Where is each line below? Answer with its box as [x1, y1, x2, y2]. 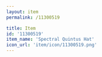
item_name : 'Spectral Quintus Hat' [6, 37, 95, 43]
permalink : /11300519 [6, 14, 60, 20]
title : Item [6, 25, 36, 31]
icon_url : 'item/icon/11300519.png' [6, 42, 97, 48]
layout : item [6, 8, 39, 15]
